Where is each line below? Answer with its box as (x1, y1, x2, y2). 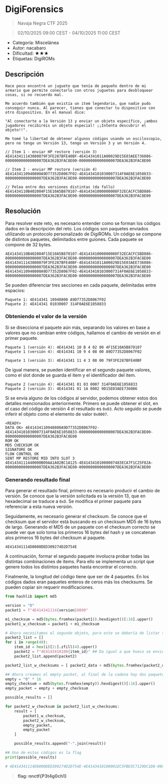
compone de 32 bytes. (5, 241, 52, 247)
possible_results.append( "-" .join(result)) (14, 741, 106, 746)
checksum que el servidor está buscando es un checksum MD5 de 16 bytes (5, 518, 161, 525)
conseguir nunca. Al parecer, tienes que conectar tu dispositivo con (5, 105, 155, 110)
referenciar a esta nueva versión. (5, 503, 73, 510)
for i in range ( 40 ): (5, 640, 48, 645)
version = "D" (5, 603, 35, 608)
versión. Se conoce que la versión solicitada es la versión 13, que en (5, 493, 146, 499)
